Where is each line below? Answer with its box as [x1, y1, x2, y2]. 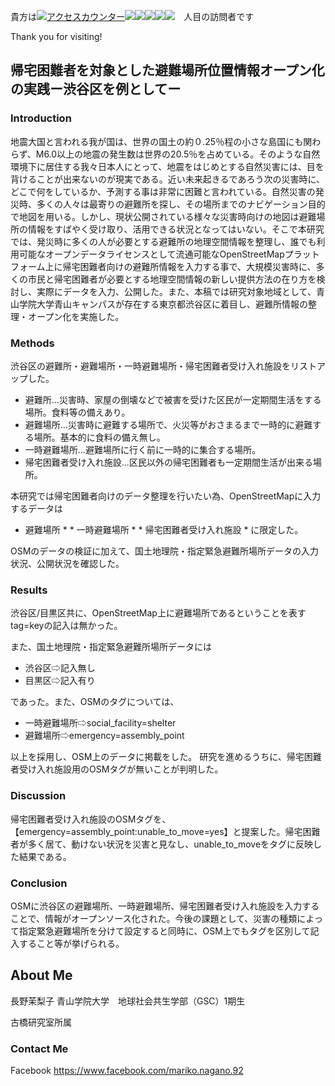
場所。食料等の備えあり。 [24, 406, 131, 418]
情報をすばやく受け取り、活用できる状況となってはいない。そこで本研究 [27, 223, 325, 235]
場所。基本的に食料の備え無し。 [33, 431, 166, 443]
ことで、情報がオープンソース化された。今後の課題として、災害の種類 [10, 912, 298, 924]
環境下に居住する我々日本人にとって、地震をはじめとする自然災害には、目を [10, 160, 325, 172]
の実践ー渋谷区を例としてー [10, 81, 182, 98]
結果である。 [18, 850, 72, 862]
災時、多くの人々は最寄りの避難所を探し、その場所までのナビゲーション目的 [10, 198, 326, 210]
